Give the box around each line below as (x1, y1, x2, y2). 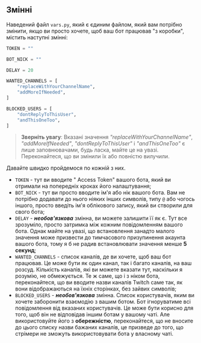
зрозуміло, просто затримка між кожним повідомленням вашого (14, 221, 184, 228)
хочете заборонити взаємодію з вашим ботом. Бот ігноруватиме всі (14, 298, 191, 306)
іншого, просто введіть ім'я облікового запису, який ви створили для (14, 202, 193, 209)
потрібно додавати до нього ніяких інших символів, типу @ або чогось (14, 196, 195, 203)
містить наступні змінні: (6, 33, 68, 41)
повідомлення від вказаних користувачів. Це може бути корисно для (14, 304, 194, 312)
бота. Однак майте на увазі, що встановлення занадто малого (14, 228, 175, 235)
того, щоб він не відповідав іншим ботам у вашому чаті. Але (14, 311, 170, 318)
